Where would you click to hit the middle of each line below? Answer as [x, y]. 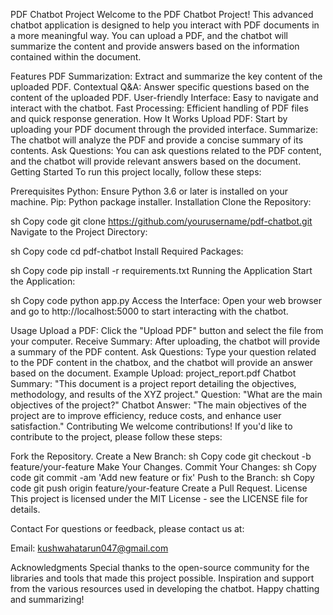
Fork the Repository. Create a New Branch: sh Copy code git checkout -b [161, 456]
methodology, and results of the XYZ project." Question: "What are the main [166, 394]
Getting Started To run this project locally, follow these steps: [136, 172]
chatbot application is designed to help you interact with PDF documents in [165, 25]
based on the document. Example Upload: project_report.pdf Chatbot [153, 373]
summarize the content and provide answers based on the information [155, 46]
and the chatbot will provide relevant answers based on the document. [156, 161]
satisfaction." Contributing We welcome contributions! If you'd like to [151, 426]
